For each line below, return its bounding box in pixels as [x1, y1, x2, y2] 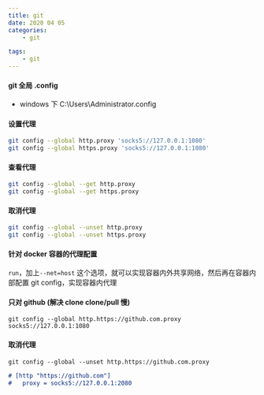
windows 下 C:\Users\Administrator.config [19, 99, 157, 109]
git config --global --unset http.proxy [8, 224, 143, 232]
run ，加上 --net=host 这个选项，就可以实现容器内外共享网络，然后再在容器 [8, 268, 250, 278]
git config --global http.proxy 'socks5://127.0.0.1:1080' [8, 137, 206, 145]
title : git [8, 11, 44, 20]
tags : [8, 48, 26, 56]
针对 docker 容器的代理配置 [8, 249, 98, 259]
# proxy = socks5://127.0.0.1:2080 [8, 379, 132, 387]
